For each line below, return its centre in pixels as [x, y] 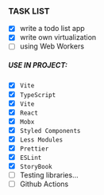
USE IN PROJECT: [38, 65]
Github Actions [44, 184]
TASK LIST [29, 11]
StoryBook [36, 167]
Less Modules [41, 140]
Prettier [34, 149]
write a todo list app [52, 29]
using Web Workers [52, 46]
